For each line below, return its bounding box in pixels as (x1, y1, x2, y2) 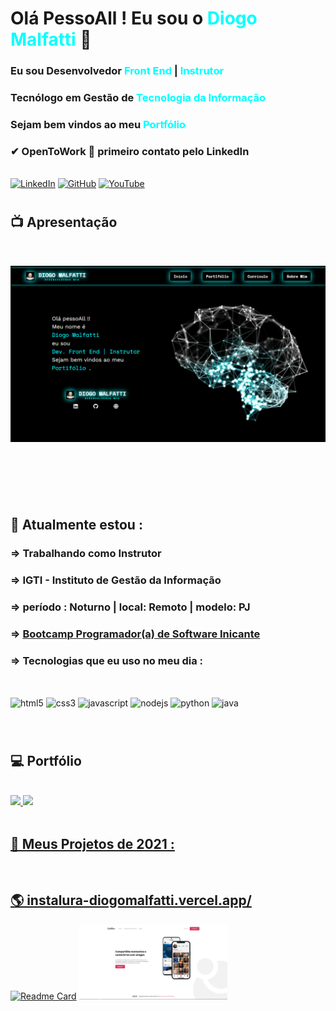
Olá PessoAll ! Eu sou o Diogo (10, 7, 258, 30)
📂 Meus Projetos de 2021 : (10, 835, 175, 852)
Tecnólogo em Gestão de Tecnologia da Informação (10, 91, 267, 105)
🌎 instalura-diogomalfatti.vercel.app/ (10, 892, 252, 909)
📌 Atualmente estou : (10, 516, 143, 533)
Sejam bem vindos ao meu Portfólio (10, 117, 187, 131)
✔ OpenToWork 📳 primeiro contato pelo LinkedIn (10, 144, 250, 158)
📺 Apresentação (10, 214, 118, 231)
